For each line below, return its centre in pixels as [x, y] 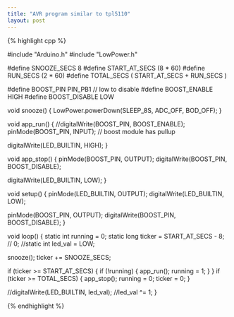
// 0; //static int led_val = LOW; [51, 244]
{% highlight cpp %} [37, 40]
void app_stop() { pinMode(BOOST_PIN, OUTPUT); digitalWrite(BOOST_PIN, [117, 159]
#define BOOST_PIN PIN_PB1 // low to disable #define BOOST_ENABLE [110, 89]
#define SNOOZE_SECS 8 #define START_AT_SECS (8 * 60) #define [106, 68]
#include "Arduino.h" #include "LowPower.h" [73, 54]
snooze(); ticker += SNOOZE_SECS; [59, 257]
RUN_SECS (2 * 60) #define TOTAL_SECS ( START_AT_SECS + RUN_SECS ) [117, 76]
